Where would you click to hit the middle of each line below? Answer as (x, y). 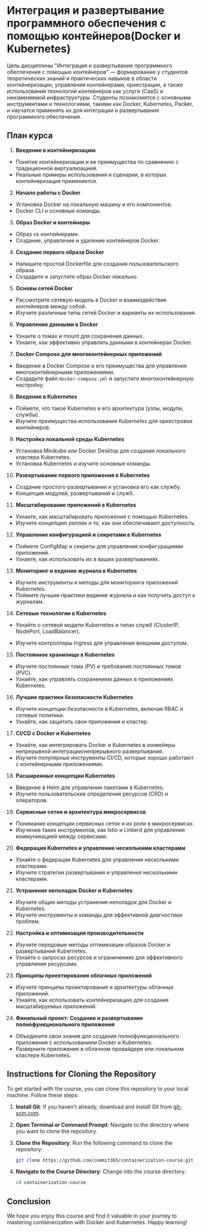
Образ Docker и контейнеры (53, 222)
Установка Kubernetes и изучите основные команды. (84, 463)
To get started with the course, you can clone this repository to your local (98, 1088)
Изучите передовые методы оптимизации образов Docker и (93, 944)
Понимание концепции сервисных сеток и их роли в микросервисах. (105, 823)
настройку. (30, 385)
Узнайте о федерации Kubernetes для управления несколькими (97, 859)
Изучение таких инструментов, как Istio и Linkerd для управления (100, 830)
